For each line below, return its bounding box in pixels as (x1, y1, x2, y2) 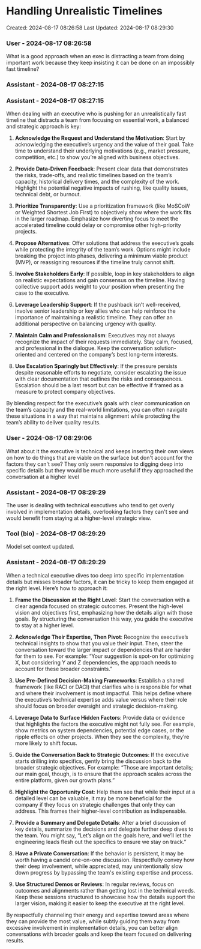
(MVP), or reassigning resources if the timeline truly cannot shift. (14, 259, 175, 266)
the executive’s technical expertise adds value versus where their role (14, 696, 188, 703)
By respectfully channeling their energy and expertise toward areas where (6, 911, 190, 918)
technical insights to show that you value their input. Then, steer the (14, 639, 183, 646)
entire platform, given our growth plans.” (14, 776, 115, 784)
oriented (14, 351, 36, 358)
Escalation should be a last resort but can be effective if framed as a (14, 382, 184, 389)
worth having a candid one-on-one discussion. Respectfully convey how (14, 856, 194, 863)
